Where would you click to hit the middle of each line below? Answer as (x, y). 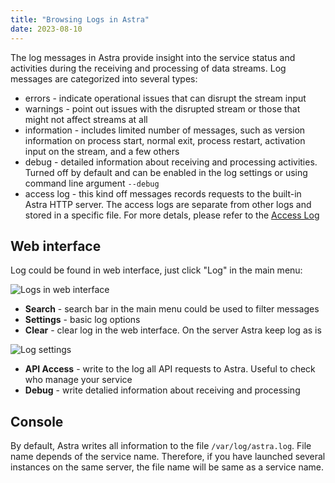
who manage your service (78, 380)
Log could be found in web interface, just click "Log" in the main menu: (156, 270)
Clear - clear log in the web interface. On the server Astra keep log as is (173, 330)
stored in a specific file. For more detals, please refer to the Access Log (172, 215)
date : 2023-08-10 (46, 29)
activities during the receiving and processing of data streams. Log (148, 68)
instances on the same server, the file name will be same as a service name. (167, 467)
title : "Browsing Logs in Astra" (80, 19)
